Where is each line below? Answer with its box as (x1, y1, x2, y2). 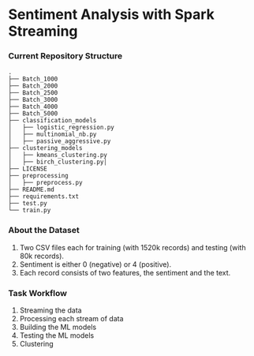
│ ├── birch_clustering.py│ (8, 158, 108, 167)
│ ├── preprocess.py (8, 179, 83, 187)
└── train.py (8, 207, 51, 215)
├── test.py (8, 200, 47, 208)
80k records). (19, 251, 65, 260)
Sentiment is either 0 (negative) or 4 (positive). (19, 259, 172, 269)
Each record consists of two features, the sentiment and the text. (19, 268, 231, 277)
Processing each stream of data (19, 314, 124, 324)
